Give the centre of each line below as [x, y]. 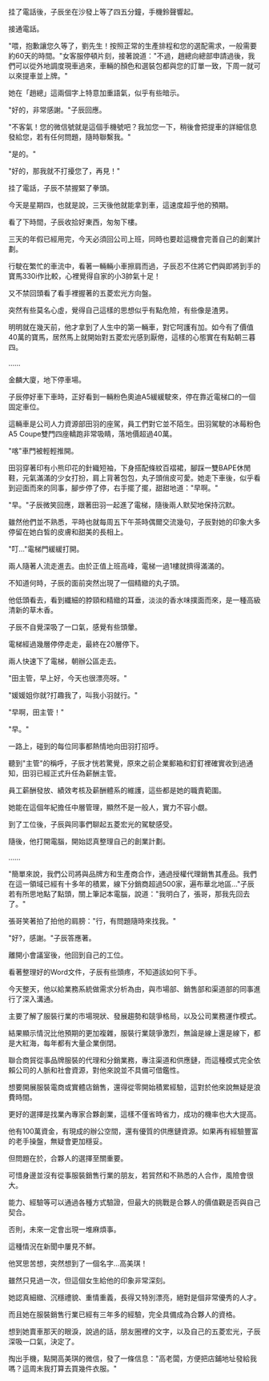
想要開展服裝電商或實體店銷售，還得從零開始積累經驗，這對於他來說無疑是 [131, 1087]
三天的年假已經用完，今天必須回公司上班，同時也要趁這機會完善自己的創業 [131, 239]
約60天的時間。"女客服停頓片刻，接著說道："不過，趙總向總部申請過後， [128, 56]
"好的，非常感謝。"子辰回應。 [57, 110]
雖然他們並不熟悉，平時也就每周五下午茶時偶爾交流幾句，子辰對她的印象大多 [134, 522]
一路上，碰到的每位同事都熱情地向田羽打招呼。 [85, 746]
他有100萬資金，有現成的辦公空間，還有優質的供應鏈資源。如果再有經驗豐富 [133, 1131]
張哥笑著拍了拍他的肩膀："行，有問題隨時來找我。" [92, 921]
